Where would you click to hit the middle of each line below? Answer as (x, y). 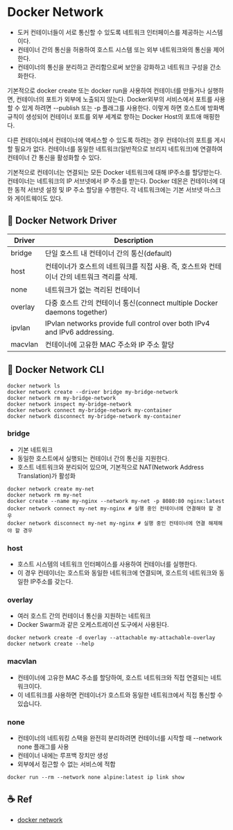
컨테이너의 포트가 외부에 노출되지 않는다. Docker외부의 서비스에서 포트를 (114, 99)
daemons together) (76, 312)
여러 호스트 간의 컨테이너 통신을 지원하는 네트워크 (84, 616)
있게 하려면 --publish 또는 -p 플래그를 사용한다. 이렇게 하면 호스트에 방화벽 (123, 108)
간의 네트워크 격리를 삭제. (98, 277)
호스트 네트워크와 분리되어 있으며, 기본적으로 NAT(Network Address (111, 467)
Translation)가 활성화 (46, 476)
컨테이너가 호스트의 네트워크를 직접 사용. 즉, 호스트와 (126, 266)
